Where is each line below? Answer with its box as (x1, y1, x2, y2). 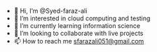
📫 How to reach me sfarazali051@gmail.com (13, 37, 144, 45)
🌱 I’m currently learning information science (13, 22, 141, 30)
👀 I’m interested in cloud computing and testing (13, 14, 151, 22)
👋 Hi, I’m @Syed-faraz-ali (13, 7, 88, 15)
